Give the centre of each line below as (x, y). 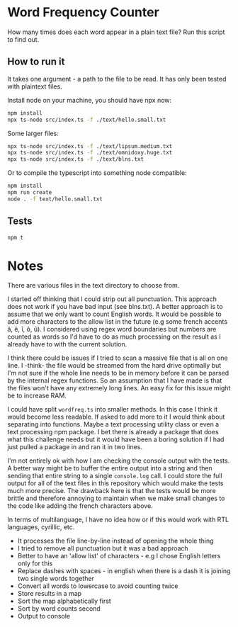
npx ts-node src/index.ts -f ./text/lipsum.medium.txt (90, 146)
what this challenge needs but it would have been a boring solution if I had (116, 439)
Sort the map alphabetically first (64, 601)
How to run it (36, 62)
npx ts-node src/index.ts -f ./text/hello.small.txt (87, 120)
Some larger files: (33, 133)
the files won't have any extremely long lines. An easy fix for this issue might (119, 388)
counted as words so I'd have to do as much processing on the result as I (114, 337)
